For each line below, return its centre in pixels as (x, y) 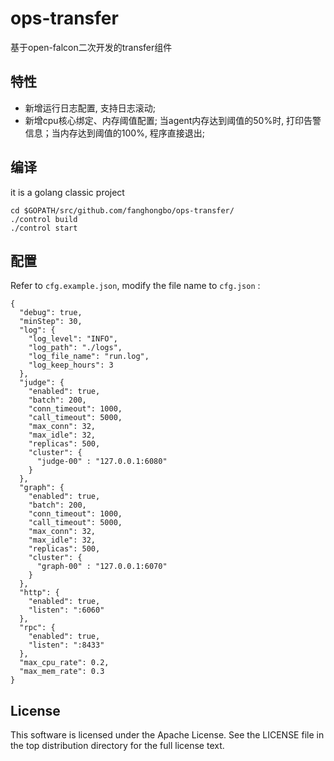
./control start (44, 228)
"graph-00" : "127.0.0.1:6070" (102, 567)
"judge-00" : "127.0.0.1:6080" (102, 462)
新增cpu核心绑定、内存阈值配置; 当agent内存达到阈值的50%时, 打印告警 (173, 120)
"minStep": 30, (51, 322)
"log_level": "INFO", (73, 339)
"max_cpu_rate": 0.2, (64, 663)
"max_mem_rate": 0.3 (62, 672)
